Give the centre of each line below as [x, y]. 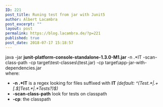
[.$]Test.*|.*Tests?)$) [35, 88]
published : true [22, 38]
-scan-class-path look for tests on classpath [60, 93]
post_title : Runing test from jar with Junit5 [55, 15]
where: [13, 73]
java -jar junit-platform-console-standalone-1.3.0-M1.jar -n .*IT [74, 57]
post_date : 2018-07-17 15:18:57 [39, 43]
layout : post [19, 29]
